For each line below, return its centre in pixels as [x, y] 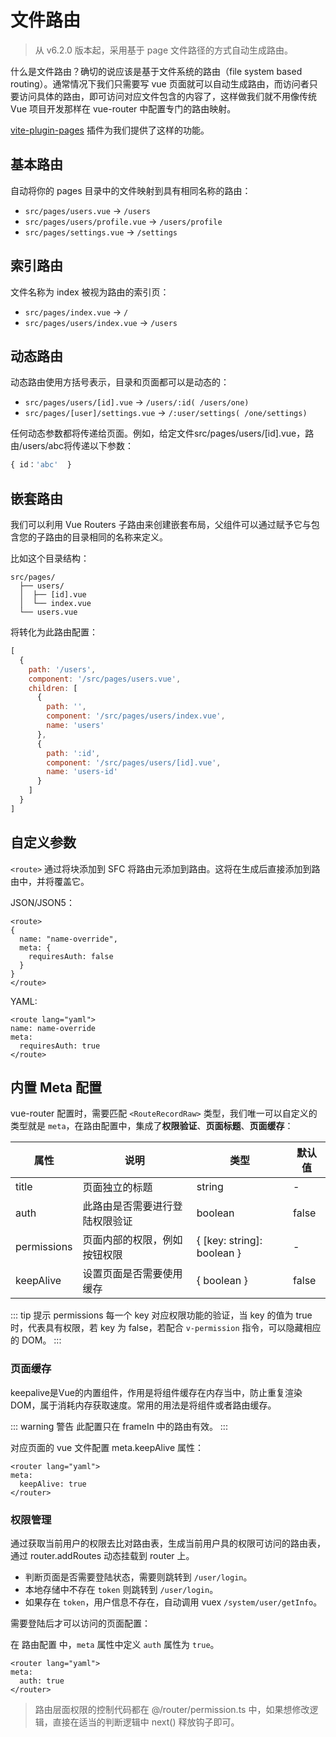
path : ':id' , [73, 753]
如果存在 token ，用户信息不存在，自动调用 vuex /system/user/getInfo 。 [173, 1602]
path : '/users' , [62, 669]
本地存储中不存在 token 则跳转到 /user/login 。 [121, 1590]
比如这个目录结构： [50, 558]
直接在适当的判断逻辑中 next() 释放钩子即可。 [146, 1722]
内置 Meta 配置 [56, 1087]
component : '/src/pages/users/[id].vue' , [134, 762]
